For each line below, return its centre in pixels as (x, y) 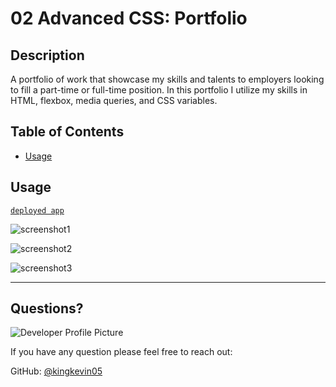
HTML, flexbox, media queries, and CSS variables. (114, 100)
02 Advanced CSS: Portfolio (129, 18)
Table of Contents (67, 132)
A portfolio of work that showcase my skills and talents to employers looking (167, 79)
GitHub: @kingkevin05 (56, 371)
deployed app (37, 210)
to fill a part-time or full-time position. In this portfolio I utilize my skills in (159, 90)
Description (47, 55)
